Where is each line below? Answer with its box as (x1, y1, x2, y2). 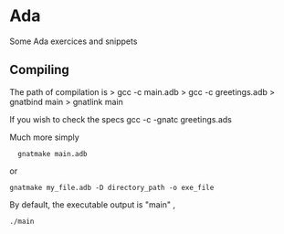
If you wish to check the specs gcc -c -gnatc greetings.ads (9, 113, 233, 124)
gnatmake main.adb (17, 149, 89, 158)
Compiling (9, 62, 70, 78)
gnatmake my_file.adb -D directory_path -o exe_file (9, 183, 215, 192)
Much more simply (9, 132, 79, 143)
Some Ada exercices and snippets (9, 36, 138, 47)
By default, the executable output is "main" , (9, 198, 176, 210)
